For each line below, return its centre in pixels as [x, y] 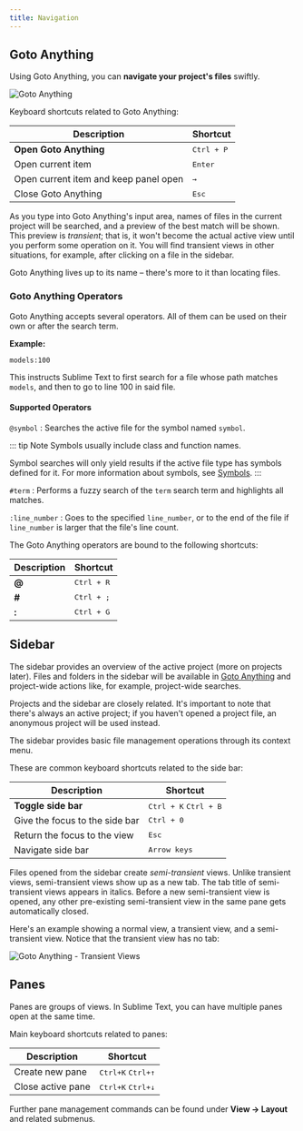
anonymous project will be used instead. [85, 722]
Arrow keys [171, 850]
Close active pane [52, 1086]
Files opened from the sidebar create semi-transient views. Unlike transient [150, 872]
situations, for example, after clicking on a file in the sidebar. [122, 255]
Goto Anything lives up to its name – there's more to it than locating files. [145, 273]
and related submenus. [52, 1118]
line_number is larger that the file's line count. [94, 527]
